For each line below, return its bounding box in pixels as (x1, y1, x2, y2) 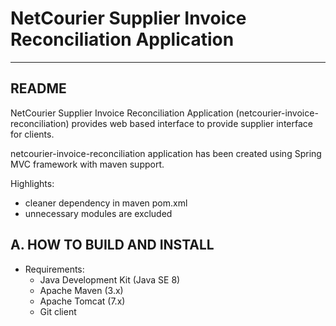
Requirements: (24, 263, 85, 275)
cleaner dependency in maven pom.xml (24, 197, 188, 209)
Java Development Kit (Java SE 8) (39, 273, 181, 286)
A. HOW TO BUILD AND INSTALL (10, 237, 215, 254)
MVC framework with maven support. (10, 158, 165, 170)
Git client (39, 305, 77, 317)
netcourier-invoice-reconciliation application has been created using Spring (10, 147, 322, 159)
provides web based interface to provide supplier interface (71, 117, 313, 129)
